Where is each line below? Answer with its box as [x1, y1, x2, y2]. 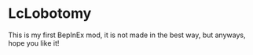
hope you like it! [8, 38, 60, 47]
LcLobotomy [8, 5, 92, 22]
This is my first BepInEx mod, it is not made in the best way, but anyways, [8, 30, 246, 40]
